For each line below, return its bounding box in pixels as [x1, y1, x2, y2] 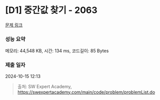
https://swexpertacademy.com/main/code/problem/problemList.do [17, 89, 155, 95]
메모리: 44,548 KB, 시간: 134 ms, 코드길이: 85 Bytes [5, 48, 109, 54]
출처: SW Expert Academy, [17, 83, 72, 90]
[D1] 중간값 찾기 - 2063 [5, 4, 97, 16]
